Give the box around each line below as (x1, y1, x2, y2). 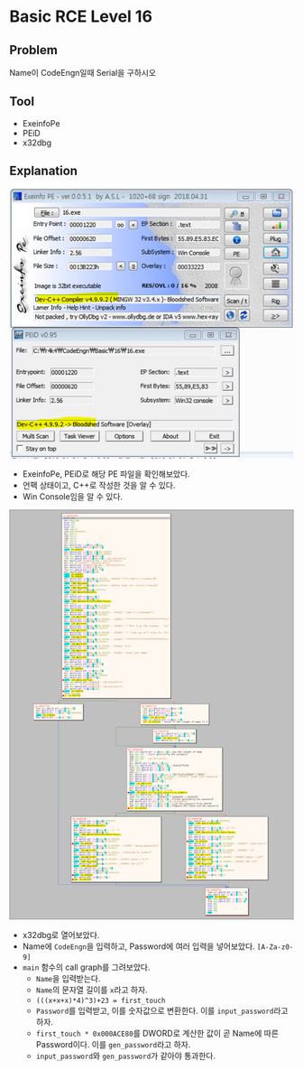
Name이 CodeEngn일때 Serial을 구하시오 (9, 68, 156, 78)
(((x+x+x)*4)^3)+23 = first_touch (35, 996, 166, 1005)
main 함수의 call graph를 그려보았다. (22, 962, 151, 972)
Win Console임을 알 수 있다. (22, 490, 124, 502)
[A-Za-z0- (256, 942, 294, 952)
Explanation (9, 163, 78, 179)
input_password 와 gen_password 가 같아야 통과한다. (35, 1050, 216, 1061)
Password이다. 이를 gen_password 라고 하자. (35, 1038, 191, 1049)
